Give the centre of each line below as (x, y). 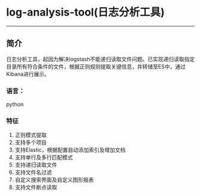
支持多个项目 (31, 143)
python (15, 105)
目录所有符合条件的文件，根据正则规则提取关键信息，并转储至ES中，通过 (96, 66)
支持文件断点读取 (36, 187)
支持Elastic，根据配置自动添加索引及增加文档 (70, 150)
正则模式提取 (31, 135)
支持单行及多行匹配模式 (44, 157)
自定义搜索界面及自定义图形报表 (54, 180)
